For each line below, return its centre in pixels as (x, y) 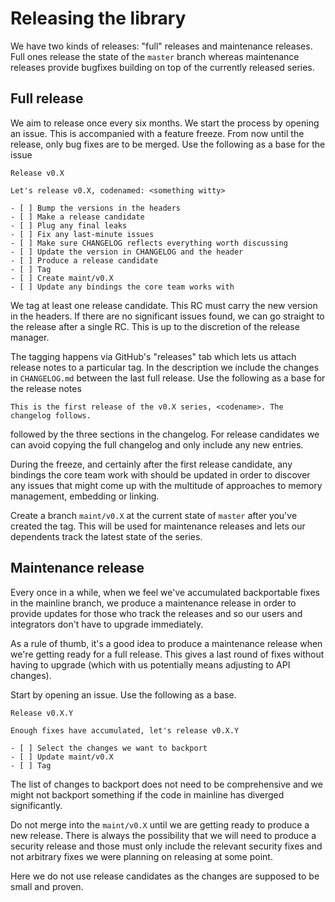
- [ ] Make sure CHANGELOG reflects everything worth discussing (149, 243)
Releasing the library (98, 18)
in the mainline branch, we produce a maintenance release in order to (153, 603)
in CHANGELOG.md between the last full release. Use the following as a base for (168, 378)
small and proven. (47, 886)
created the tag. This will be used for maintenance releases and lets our (158, 526)
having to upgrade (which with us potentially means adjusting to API (150, 664)
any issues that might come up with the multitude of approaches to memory (166, 485)
